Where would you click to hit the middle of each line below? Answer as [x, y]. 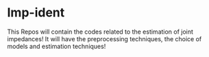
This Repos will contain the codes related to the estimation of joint [100, 32]
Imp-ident [36, 13]
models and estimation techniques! [57, 46]
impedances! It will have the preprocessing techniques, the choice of [104, 38]
